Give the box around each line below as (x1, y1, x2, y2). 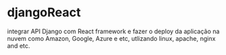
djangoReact (7, 5, 81, 20)
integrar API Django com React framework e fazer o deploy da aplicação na (7, 27, 221, 35)
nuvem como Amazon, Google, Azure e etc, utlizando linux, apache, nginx (7, 34, 216, 42)
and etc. (7, 41, 31, 50)
